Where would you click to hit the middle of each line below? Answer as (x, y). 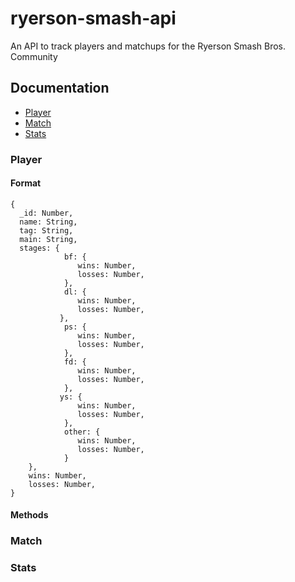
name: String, (48, 222)
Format (26, 183)
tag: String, (46, 230)
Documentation (60, 88)
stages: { (39, 248)
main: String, (48, 239)
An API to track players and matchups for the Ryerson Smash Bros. (148, 46)
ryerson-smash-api (93, 18)
